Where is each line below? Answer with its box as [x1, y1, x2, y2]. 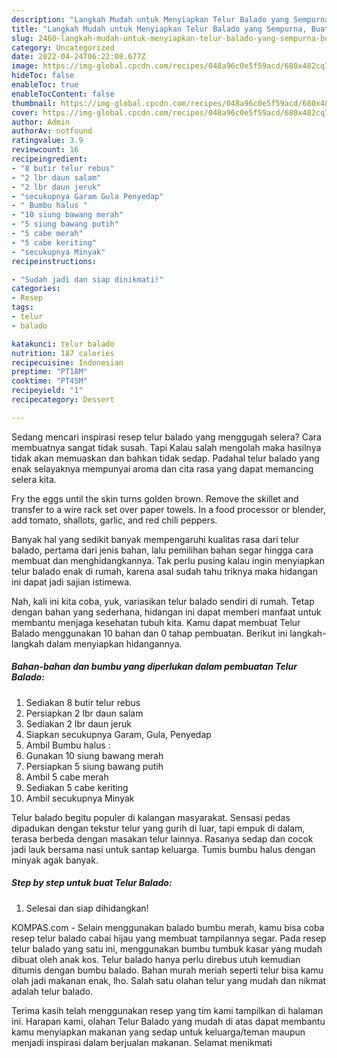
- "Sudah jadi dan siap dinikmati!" [11, 274, 164, 285]
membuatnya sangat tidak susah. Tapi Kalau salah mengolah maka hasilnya [11, 441, 322, 453]
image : [11, 61, 39, 71]
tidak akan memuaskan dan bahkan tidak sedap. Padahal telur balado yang [11, 452, 320, 464]
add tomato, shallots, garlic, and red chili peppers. [11, 514, 218, 526]
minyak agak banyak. [11, 854, 99, 866]
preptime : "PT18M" [11, 367, 88, 377]
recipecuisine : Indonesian [11, 357, 124, 368]
